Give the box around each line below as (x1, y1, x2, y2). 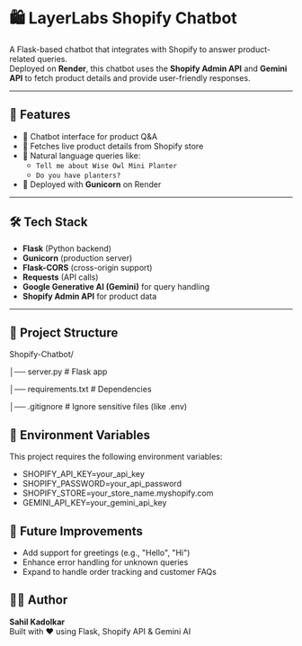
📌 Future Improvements (9, 524, 144, 539)
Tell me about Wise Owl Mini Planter (35, 161, 178, 170)
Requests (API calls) (22, 272, 99, 283)
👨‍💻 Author (9, 592, 68, 608)
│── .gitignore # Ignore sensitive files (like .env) (9, 401, 188, 412)
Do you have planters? (35, 171, 121, 180)
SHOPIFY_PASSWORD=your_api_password (22, 479, 182, 489)
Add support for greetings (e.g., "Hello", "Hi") (22, 547, 191, 558)
